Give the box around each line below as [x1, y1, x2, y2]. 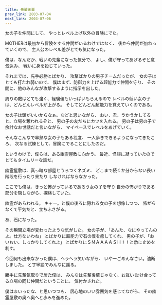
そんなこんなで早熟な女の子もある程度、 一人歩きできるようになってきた [5, 135, 151, 141]
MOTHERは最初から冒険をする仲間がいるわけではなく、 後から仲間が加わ [5, 40, 152, 46]
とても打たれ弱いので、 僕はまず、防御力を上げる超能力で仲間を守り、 [5, 79, 146, 85]
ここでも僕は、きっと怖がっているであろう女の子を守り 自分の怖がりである [5, 184, 155, 190]
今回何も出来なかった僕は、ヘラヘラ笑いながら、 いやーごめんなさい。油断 [5, 256, 156, 262]
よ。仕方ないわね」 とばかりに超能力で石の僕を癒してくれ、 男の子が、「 [5, 233, 150, 239]
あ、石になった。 [5, 217, 39, 223]
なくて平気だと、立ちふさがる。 [5, 206, 69, 212]
